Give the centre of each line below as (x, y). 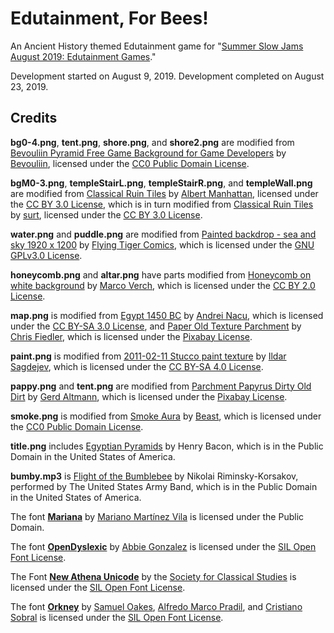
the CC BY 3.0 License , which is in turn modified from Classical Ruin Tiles (162, 204)
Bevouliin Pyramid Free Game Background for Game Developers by (148, 153)
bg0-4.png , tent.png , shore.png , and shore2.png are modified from (152, 142)
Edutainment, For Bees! (109, 18)
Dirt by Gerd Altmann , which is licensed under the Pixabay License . (149, 396)
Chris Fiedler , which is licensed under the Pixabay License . (131, 336)
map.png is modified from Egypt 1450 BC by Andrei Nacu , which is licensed (167, 315)
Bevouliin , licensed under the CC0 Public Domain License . (130, 163)
